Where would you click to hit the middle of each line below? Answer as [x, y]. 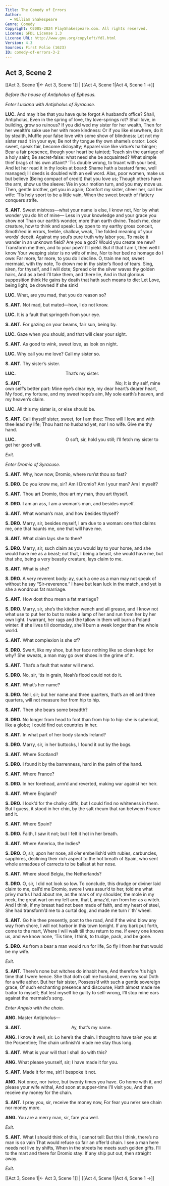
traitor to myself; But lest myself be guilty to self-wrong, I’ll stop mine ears [82, 993]
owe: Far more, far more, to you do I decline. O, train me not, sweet [75, 258]
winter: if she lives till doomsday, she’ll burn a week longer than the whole [82, 625]
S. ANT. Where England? [31, 794]
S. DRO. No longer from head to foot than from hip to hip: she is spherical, [82, 720]
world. [12, 631]
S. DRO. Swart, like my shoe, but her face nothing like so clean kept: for [79, 650]
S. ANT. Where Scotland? [32, 755]
